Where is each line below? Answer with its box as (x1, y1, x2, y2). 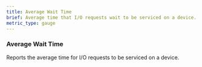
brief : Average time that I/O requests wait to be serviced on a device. (6, 14, 197, 21)
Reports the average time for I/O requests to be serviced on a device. (6, 54, 180, 61)
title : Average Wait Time (6, 8, 72, 15)
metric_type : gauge (6, 20, 56, 26)
